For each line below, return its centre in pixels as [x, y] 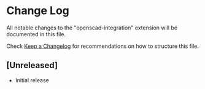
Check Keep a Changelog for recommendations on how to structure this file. [103, 46]
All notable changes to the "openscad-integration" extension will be [92, 28]
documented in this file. [36, 34]
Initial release [32, 80]
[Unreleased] [32, 65]
